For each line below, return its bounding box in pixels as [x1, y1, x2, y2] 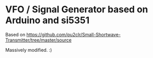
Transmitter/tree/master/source [5, 37, 72, 43]
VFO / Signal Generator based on [5, 4, 148, 15]
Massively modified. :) [5, 47, 52, 53]
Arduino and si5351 [5, 14, 90, 26]
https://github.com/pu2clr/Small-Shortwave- [26, 31, 121, 37]
